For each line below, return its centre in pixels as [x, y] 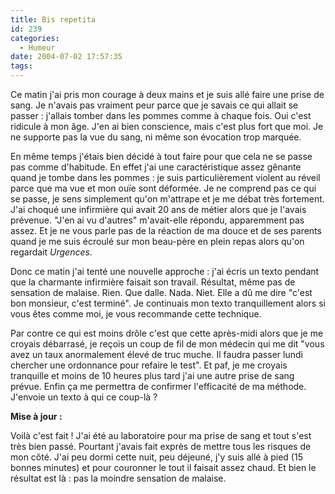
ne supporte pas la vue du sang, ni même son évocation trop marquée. [156, 137]
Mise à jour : [36, 416]
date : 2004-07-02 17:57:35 [66, 57]
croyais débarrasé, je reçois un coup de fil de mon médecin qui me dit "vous [167, 344]
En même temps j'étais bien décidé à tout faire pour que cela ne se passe [161, 156]
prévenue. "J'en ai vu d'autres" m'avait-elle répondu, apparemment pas [157, 220]
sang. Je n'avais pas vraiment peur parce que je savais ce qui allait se [154, 105]
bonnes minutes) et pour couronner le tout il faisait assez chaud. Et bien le [163, 467]
